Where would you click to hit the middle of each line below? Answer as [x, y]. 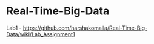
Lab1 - [14, 28]
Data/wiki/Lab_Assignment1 [41, 34]
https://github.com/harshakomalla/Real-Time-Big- [85, 28]
